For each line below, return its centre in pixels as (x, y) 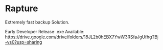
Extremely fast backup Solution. (37, 22)
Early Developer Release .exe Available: (45, 31)
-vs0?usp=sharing (24, 42)
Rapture (22, 9)
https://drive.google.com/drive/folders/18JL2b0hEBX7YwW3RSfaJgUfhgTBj (82, 37)
